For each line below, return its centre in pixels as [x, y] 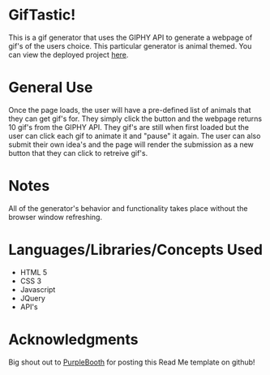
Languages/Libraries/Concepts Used [136, 250]
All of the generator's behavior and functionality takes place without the [128, 208]
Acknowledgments [74, 339]
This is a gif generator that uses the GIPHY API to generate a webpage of [131, 37]
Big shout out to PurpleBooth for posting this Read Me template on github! [132, 362]
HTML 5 [34, 272]
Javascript [38, 289]
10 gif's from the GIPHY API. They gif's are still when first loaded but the [129, 127]
